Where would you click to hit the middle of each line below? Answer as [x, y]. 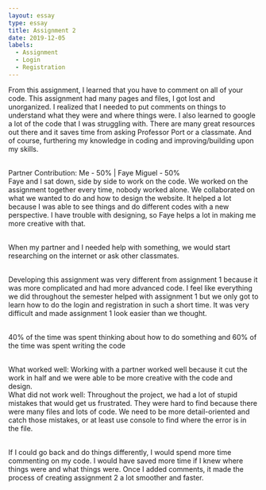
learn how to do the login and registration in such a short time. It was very [129, 305]
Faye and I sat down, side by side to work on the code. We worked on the [128, 181]
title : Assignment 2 [42, 30]
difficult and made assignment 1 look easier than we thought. [108, 313]
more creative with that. [47, 223]
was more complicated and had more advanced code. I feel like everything [130, 287]
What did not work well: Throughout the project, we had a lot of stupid [123, 395]
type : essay [28, 23]
